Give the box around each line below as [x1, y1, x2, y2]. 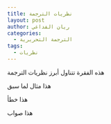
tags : [7, 42, 23, 49]
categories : [7, 29, 42, 37]
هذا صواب [7, 109, 33, 117]
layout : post [7, 17, 45, 24]
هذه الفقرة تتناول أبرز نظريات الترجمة [7, 68, 105, 77]
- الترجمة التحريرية [13, 36, 73, 43]
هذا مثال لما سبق [7, 82, 51, 90]
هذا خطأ [7, 95, 28, 103]
